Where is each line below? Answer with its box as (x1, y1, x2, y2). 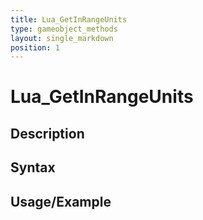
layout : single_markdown (10, 33, 114, 43)
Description (10, 125, 85, 142)
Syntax (10, 159, 56, 176)
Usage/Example (10, 193, 112, 210)
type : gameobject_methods (10, 24, 118, 34)
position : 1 (10, 42, 60, 53)
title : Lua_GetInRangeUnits (10, 14, 128, 25)
